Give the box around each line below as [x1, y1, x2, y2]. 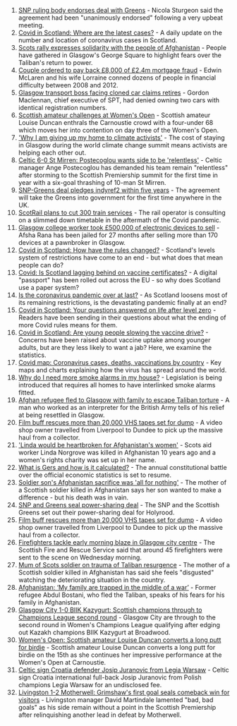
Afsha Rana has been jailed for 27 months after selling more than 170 [18, 231, 218, 239]
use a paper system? [18, 284, 80, 291]
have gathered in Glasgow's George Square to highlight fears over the [18, 51, 221, 59]
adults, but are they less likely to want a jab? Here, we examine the [18, 344, 212, 351]
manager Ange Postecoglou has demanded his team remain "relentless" [18, 164, 229, 171]
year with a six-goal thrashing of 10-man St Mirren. [18, 179, 166, 186]
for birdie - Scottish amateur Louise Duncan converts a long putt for [18, 643, 216, 651]
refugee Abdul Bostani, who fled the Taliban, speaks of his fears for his [18, 591, 225, 599]
